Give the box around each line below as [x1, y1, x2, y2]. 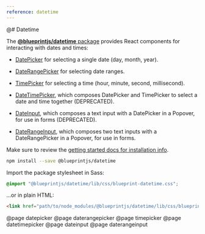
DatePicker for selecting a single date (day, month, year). [15, 55, 159, 63]
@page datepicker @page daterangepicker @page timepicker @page [6, 214, 181, 222]
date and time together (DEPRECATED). [15, 97, 115, 105]
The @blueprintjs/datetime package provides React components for [6, 37, 180, 44]
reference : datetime [6, 9, 59, 15]
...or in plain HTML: [6, 191, 54, 199]
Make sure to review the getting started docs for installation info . [6, 146, 169, 153]
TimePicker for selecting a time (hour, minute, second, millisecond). [15, 79, 185, 87]
